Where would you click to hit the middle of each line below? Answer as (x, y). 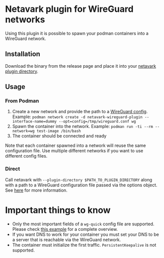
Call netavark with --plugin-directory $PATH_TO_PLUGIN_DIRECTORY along (79, 179)
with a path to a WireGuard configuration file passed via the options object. (81, 185)
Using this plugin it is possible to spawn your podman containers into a (77, 33)
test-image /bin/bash (59, 131)
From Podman (22, 101)
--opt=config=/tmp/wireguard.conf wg (98, 122)
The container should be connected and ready (59, 136)
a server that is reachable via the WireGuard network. (66, 239)
